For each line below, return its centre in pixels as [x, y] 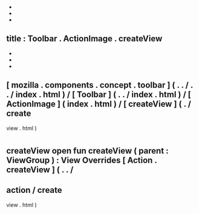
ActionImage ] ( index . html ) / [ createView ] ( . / [99, 104]
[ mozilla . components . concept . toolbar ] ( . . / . [100, 85]
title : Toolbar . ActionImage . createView [84, 39]
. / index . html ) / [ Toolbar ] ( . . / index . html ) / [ [99, 95]
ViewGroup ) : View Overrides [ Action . [82, 160]
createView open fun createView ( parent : [87, 151]
